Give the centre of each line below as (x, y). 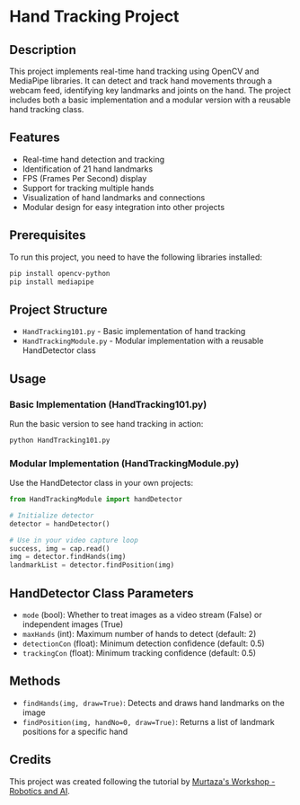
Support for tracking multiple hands (88, 188)
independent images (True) (73, 624)
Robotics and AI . (40, 791)
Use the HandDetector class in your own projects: (101, 483)
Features (35, 138)
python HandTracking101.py (60, 440)
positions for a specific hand (75, 731)
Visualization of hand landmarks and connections (114, 197)
